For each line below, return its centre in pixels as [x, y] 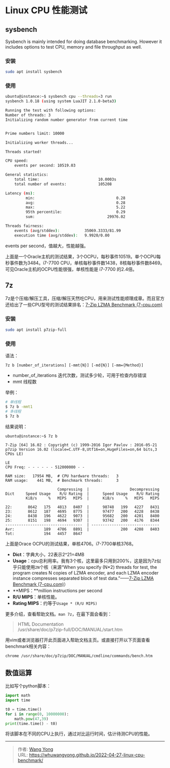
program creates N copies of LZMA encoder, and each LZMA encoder [86, 572]
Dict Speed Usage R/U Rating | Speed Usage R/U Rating [82, 494]
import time [18, 700]
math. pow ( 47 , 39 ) [32, 719]
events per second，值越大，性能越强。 [47, 246]
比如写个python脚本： [28, 686]
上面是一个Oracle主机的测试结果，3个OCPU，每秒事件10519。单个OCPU [81, 256]
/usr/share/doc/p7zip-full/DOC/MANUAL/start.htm [70, 629]
